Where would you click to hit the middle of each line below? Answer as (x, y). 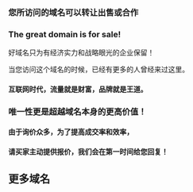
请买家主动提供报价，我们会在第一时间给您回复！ (88, 152)
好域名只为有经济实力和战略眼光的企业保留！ (81, 52)
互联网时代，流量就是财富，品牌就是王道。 (78, 89)
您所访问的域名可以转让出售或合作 (73, 12)
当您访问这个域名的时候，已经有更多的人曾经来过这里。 (98, 70)
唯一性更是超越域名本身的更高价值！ (77, 111)
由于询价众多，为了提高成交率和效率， (71, 132)
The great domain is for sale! (65, 34)
